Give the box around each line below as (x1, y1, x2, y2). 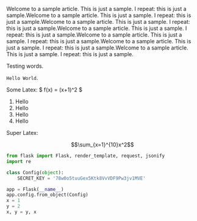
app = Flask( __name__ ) (6, 186, 64, 192)
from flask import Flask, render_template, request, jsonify (6, 153, 165, 159)
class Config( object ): (6, 169, 64, 176)
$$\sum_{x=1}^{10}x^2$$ (71, 141, 134, 148)
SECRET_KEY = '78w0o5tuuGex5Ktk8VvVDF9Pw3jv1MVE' (17, 175, 146, 181)
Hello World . (6, 74, 38, 81)
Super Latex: (6, 129, 38, 136)
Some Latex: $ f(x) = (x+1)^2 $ (6, 86, 83, 93)
